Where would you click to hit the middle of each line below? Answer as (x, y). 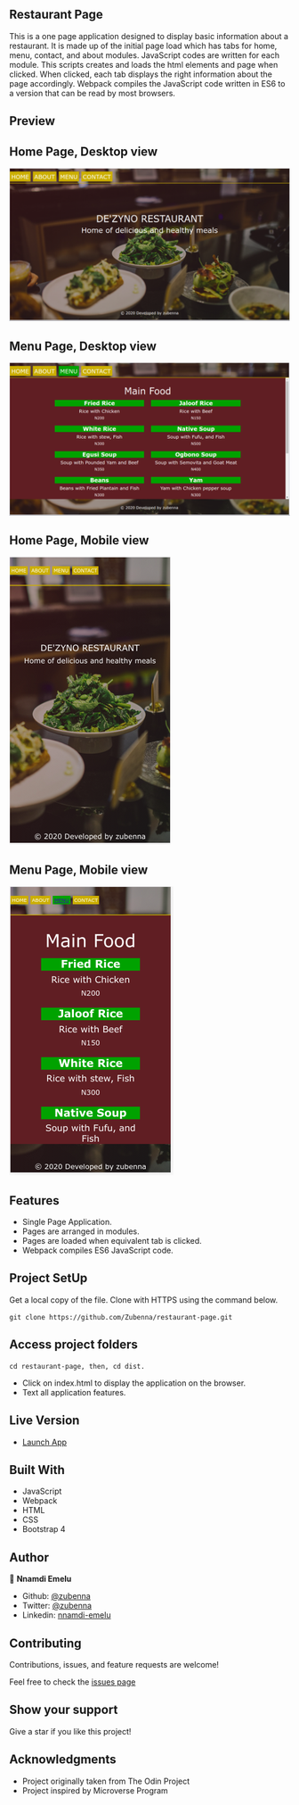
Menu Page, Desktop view (83, 346)
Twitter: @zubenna (57, 1606)
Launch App (44, 1442)
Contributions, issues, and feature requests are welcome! (114, 1664)
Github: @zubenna (56, 1596)
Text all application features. (74, 1392)
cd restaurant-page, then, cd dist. (77, 1366)
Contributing (45, 1643)
